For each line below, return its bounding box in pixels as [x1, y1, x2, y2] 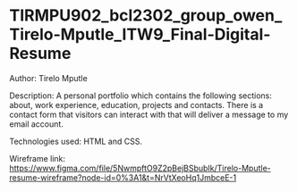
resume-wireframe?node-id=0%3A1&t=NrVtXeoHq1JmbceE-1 [9, 171, 237, 183]
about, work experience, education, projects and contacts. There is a [9, 99, 264, 110]
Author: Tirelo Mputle [9, 72, 88, 83]
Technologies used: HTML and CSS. [9, 136, 143, 146]
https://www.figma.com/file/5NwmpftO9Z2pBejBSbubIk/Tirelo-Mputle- [9, 163, 271, 173]
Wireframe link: [9, 153, 65, 163]
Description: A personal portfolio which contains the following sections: [9, 90, 273, 101]
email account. [9, 118, 64, 129]
